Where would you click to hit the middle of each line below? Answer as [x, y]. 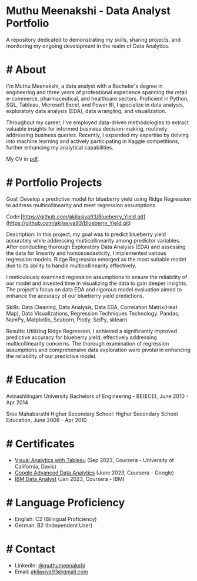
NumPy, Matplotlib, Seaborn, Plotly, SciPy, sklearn [67, 320]
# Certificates [41, 444]
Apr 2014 [17, 402]
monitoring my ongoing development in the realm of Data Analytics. [88, 46]
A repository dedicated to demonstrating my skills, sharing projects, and [94, 39]
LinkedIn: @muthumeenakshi [50, 565]
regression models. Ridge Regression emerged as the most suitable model [96, 259]
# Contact [31, 549]
